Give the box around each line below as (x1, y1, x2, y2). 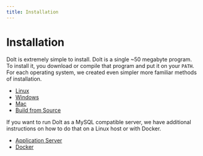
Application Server (15, 136, 62, 144)
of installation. (6, 75, 42, 83)
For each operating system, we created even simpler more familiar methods (6, 69, 197, 76)
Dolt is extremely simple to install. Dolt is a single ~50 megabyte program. (6, 56, 193, 63)
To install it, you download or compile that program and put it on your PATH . (6, 62, 194, 69)
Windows (15, 93, 39, 101)
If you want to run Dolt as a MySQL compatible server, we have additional (6, 118, 191, 125)
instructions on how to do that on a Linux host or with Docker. (6, 125, 161, 132)
